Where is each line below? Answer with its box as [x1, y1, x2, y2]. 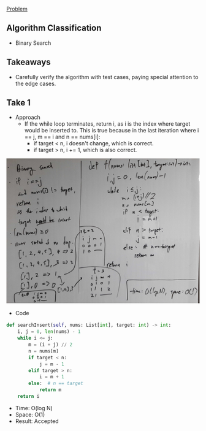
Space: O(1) [15, 411, 45, 418]
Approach [15, 113, 41, 121]
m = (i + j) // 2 [28, 341, 72, 348]
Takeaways [6, 57, 51, 67]
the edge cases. [15, 80, 56, 87]
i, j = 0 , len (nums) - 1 [17, 329, 81, 335]
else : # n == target [28, 380, 84, 387]
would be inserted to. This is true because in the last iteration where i [24, 127, 199, 134]
